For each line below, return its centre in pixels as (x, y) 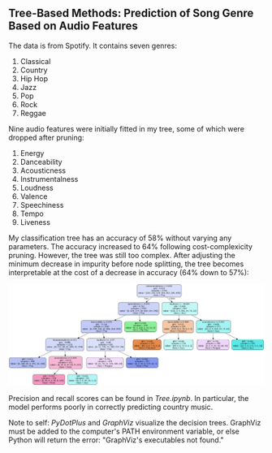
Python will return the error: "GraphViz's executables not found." (117, 440)
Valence (34, 196)
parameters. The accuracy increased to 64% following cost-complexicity (131, 246)
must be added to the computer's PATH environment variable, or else (124, 431)
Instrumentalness (49, 179)
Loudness (37, 188)
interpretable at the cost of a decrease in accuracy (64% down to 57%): (129, 272)
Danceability (41, 162)
